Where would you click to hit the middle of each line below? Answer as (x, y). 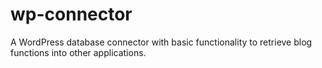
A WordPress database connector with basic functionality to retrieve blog (161, 42)
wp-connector (71, 14)
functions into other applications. (78, 52)
